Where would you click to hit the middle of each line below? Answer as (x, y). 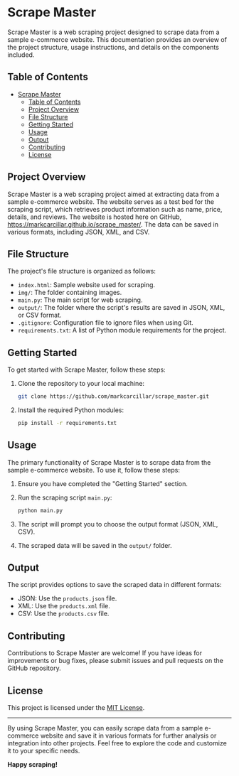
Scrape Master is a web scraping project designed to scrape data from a (113, 32)
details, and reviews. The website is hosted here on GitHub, (95, 217)
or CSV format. (39, 315)
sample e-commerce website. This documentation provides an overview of (117, 39)
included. (21, 55)
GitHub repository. (34, 668)
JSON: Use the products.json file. (67, 598)
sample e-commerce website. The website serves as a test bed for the (111, 201)
